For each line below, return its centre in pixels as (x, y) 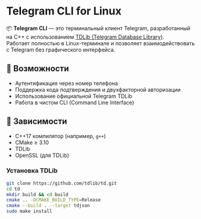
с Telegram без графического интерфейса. (61, 49)
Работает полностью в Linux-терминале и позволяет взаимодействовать (100, 43)
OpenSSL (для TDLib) (42, 155)
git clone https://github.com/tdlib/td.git (62, 183)
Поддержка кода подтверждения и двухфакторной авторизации (98, 89)
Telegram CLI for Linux (64, 11)
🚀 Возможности (38, 68)
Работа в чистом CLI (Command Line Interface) (74, 102)
